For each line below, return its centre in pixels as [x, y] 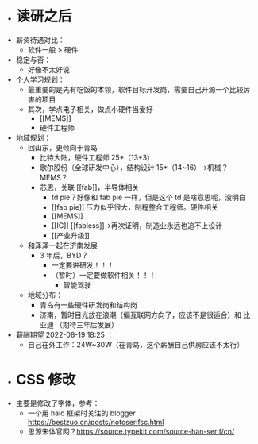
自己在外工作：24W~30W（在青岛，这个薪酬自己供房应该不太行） [136, 344]
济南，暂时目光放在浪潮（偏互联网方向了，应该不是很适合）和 [141, 315]
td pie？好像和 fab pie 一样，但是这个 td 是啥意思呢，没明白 [148, 197]
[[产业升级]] [70, 235]
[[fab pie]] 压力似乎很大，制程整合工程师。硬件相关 [135, 207]
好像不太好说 [48, 69]
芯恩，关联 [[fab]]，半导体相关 [89, 187]
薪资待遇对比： [40, 40]
